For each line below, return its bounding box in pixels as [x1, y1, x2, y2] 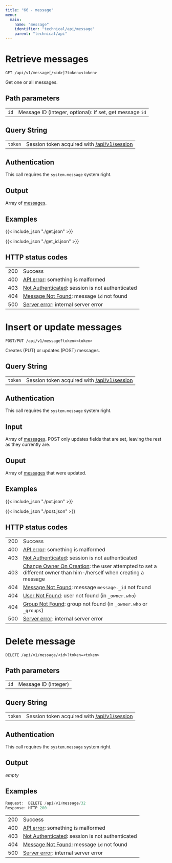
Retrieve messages [5, 53, 89, 65]
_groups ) [23, 607, 44, 614]
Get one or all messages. [5, 79, 58, 85]
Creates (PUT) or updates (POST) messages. [5, 347, 100, 353]
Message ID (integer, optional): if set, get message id [18, 109, 146, 116]
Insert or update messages [5, 321, 122, 333]
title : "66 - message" [5, 7, 54, 13]
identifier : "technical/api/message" [14, 27, 95, 32]
